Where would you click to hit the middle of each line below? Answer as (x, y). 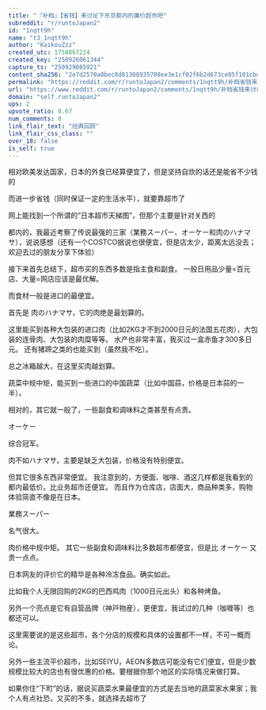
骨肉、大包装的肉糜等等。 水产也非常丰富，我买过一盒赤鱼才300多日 (141, 340)
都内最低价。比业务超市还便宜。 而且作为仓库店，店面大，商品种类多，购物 (131, 487)
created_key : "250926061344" (56, 60)
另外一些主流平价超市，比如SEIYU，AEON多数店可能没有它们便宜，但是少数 (132, 662)
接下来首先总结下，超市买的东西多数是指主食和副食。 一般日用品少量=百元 (129, 269)
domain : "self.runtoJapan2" (55, 97)
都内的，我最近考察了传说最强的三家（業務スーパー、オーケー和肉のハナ (126, 232)
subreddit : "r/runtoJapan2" (55, 23)
